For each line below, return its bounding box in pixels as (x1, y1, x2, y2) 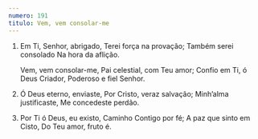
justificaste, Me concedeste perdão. (19, 97, 140, 107)
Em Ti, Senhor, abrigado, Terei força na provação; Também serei (19, 41, 234, 50)
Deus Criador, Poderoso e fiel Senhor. (19, 73, 145, 83)
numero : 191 (8, 11, 48, 20)
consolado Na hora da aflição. (19, 50, 121, 59)
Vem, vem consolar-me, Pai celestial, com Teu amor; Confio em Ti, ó (19, 65, 248, 74)
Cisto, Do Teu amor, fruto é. (19, 121, 112, 131)
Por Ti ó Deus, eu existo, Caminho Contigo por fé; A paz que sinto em (19, 113, 251, 122)
